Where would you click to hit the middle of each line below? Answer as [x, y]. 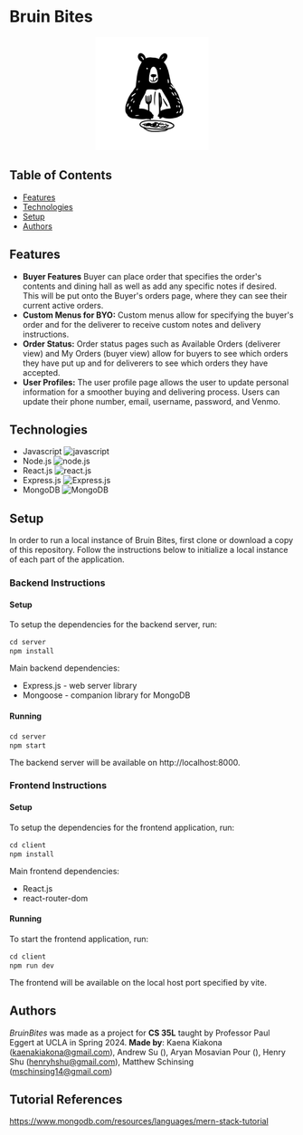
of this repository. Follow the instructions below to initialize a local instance [149, 550]
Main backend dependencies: [65, 668]
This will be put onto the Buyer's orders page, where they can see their [155, 295]
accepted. [41, 372]
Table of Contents [61, 175]
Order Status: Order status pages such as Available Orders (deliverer [151, 343]
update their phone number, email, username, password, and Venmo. [151, 401]
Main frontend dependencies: [65, 871]
